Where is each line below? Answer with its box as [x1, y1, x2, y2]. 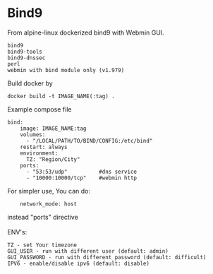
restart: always [20, 143, 68, 150]
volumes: [20, 131, 46, 138]
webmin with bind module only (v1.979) [7, 66, 125, 73]
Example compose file [7, 105, 72, 114]
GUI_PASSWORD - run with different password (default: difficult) [7, 254, 207, 261]
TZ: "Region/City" [25, 155, 80, 163]
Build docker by [7, 79, 53, 88]
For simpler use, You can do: [7, 186, 90, 195]
